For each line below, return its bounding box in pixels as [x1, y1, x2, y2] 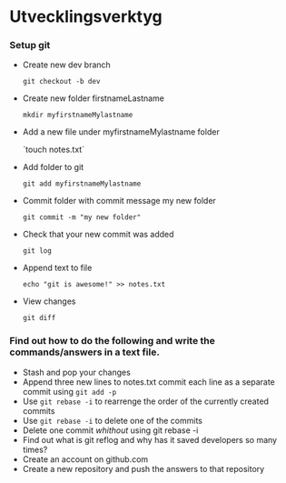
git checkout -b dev [22, 77, 101, 86]
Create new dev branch [22, 59, 111, 70]
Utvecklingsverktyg [9, 6, 163, 27]
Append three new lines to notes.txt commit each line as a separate [22, 376, 275, 387]
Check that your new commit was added [22, 229, 174, 240]
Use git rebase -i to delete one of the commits [22, 415, 202, 426]
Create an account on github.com [22, 453, 149, 465]
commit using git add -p [22, 386, 117, 397]
